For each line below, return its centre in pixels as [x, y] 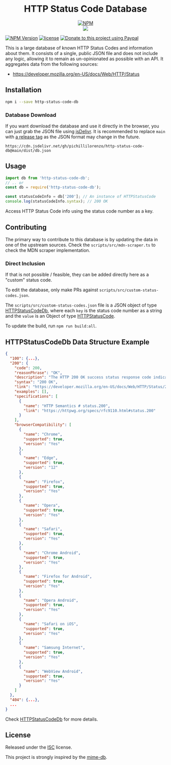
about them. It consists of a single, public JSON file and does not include [82, 53]
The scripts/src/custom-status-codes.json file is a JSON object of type [81, 305]
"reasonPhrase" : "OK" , [38, 373]
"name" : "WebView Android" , [53, 671]
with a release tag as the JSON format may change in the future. [73, 137]
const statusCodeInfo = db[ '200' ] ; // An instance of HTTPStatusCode [81, 197]
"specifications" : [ [36, 396]
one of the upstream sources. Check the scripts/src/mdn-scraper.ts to [81, 245]
